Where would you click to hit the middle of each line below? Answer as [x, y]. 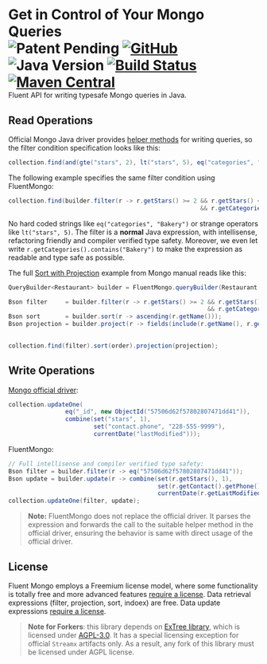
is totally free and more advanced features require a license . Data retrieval [130, 594]
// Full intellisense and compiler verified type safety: [106, 464]
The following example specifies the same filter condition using [112, 178]
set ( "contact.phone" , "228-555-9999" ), [159, 427]
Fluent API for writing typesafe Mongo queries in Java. [97, 95]
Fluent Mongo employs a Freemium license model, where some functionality [133, 586]
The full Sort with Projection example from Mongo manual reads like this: [127, 273]
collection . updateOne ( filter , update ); [74, 501]
